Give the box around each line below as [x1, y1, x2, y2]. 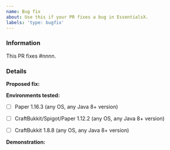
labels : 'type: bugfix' [6, 19, 65, 25]
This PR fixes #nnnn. [6, 52, 56, 59]
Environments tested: [6, 92, 60, 99]
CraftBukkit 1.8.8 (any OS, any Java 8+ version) [14, 127, 129, 134]
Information [6, 39, 41, 47]
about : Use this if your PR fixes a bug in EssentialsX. [6, 14, 149, 20]
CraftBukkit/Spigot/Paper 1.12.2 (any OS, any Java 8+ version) [14, 115, 165, 122]
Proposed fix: [6, 80, 40, 87]
